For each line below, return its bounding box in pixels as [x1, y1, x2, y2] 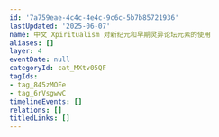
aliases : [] [9, 38, 54, 48]
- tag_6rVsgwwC [9, 88, 67, 97]
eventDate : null [9, 55, 70, 64]
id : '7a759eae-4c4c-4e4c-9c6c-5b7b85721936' [9, 13, 179, 23]
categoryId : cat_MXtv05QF [9, 64, 106, 73]
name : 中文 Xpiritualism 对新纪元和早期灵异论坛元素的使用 [9, 30, 212, 39]
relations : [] [9, 105, 63, 114]
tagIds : [9, 72, 39, 81]
